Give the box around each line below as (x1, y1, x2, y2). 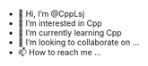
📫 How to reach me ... (17, 47, 101, 57)
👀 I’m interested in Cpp (17, 18, 103, 29)
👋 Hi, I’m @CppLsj (17, 9, 85, 19)
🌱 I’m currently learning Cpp (17, 28, 123, 37)
